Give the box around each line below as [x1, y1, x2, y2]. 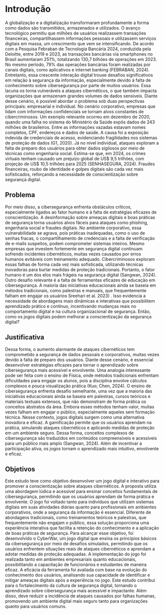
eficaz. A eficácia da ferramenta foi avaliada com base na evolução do [5, 567, 147, 573]
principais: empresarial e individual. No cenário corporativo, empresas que [5, 103, 156, 109]
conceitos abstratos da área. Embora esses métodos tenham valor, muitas [5, 403, 155, 409]
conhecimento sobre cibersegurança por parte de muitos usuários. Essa [5, 82, 151, 88]
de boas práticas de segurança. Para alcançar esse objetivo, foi [5, 530, 134, 536]
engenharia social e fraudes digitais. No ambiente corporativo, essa [5, 225, 142, 231]
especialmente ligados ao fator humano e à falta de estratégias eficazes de [5, 209, 157, 215]
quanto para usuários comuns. [5, 604, 67, 610]
